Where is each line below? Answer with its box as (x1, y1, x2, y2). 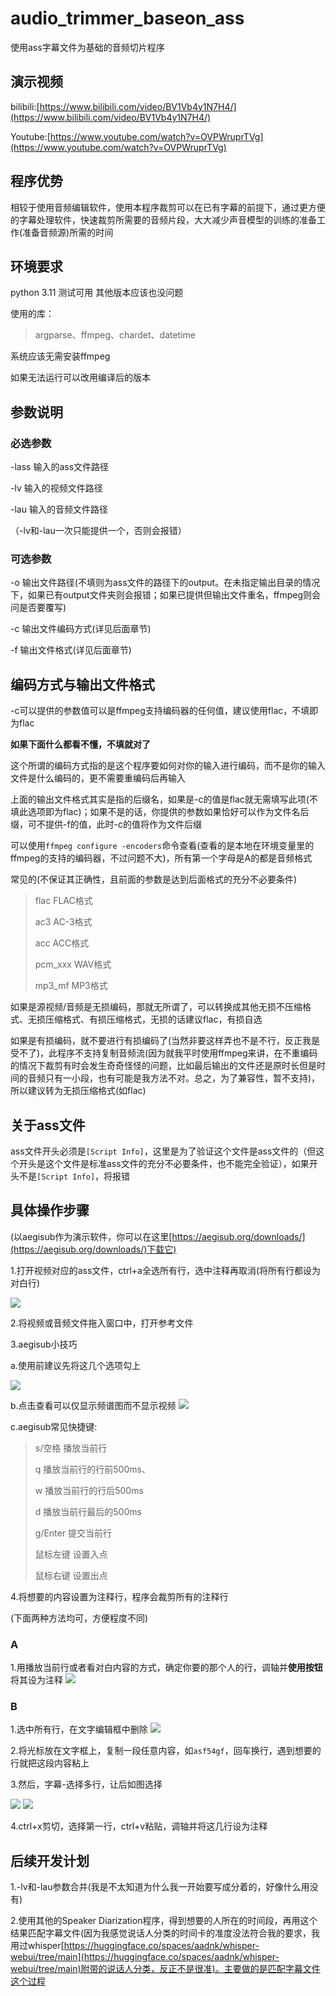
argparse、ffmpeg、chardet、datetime (34, 329, 197, 341)
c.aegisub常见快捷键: (10, 1420, 98, 1432)
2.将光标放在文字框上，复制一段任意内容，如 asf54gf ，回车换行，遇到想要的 (10, 1745, 322, 1757)
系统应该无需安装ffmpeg (10, 350, 111, 362)
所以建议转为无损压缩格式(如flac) (10, 1085, 147, 1097)
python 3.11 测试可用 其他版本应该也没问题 (10, 287, 184, 299)
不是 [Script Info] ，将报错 (18, 1170, 131, 1182)
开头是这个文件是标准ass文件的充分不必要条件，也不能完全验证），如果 (18, 1157, 310, 1169)
